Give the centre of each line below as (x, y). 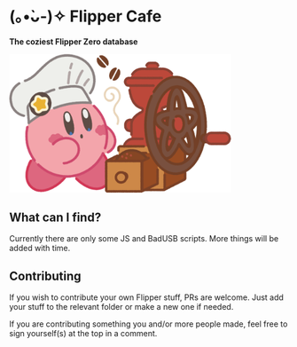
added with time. (40, 248)
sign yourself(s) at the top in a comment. (83, 334)
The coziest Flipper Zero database (74, 41)
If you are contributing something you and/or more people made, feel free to (148, 324)
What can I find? (55, 217)
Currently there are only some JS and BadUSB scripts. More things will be (144, 239)
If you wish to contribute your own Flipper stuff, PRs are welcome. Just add (146, 297)
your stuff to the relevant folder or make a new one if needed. (121, 307)
